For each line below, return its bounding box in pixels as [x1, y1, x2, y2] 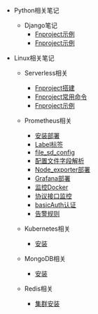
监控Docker [34, 183, 69, 191]
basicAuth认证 [34, 200, 77, 209]
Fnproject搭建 [34, 84, 75, 92]
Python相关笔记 [13, 6, 59, 14]
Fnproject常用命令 [34, 92, 87, 101]
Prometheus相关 [24, 116, 72, 125]
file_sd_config [34, 148, 76, 157]
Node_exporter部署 [34, 165, 91, 174]
